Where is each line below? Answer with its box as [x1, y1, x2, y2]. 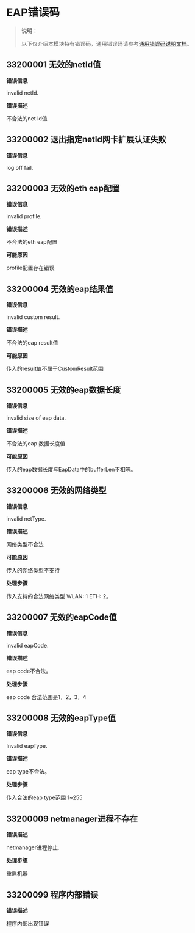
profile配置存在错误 [6, 264, 55, 272]
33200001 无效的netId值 [6, 59, 101, 70]
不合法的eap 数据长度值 [6, 440, 66, 447]
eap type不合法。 [6, 768, 51, 775]
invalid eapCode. [6, 642, 49, 649]
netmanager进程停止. [6, 844, 60, 851]
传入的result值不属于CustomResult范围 [6, 365, 104, 373]
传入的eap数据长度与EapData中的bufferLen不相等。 [6, 466, 136, 473]
